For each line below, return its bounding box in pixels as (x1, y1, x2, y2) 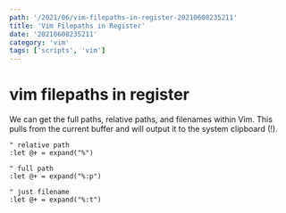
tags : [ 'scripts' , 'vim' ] (9, 46, 105, 55)
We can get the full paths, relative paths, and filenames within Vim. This (9, 114, 273, 125)
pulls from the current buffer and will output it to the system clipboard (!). (9, 124, 279, 135)
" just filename (9, 188, 70, 197)
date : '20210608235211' (9, 29, 98, 38)
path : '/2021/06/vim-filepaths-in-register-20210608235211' (9, 12, 239, 22)
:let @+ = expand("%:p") (9, 172, 102, 181)
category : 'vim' (9, 37, 70, 47)
